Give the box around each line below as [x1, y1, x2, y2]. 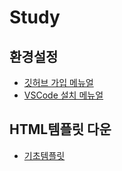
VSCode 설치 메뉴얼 [23, 89, 104, 101]
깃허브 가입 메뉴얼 [23, 77, 94, 88]
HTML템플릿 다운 [9, 121, 112, 138]
